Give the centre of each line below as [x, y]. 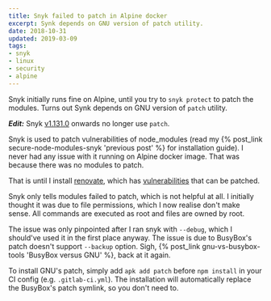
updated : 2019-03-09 [43, 38]
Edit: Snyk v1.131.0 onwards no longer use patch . [89, 123]
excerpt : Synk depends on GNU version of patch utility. [106, 23]
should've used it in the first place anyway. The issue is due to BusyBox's [130, 237]
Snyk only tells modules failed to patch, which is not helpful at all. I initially [131, 196]
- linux [21, 61]
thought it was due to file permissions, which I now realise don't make [124, 205]
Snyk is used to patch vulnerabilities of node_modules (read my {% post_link [135, 139]
